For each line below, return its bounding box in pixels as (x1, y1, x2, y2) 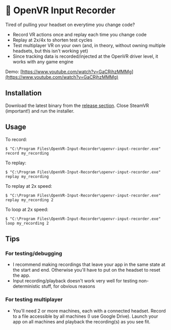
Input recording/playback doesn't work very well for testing (12, 278, 138, 284)
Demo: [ (5, 69, 22, 75)
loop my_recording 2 (5, 221, 50, 226)
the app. (12, 272, 31, 278)
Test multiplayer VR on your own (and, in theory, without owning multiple (12, 42, 166, 48)
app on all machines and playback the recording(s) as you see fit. (12, 318, 151, 324)
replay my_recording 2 (5, 197, 54, 203)
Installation (5, 89, 42, 98)
